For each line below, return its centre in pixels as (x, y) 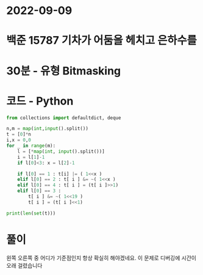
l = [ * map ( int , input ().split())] (61, 151)
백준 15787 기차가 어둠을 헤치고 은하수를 (101, 41)
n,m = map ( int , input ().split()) (47, 129)
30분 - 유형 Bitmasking (64, 71)
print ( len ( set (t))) (31, 213)
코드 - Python (40, 101)
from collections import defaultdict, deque (64, 118)
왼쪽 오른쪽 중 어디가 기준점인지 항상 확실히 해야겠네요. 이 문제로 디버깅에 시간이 (101, 258)
